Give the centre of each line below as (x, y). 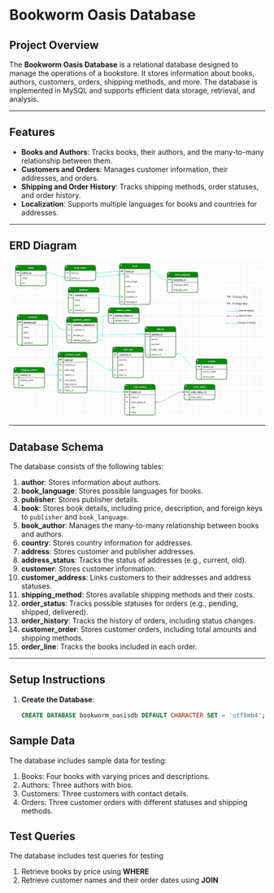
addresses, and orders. (60, 177)
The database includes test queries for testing (86, 856)
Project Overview (54, 45)
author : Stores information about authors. (91, 483)
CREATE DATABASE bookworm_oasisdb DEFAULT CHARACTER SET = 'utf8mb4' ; (143, 715)
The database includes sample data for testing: (88, 760)
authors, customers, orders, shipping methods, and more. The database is (134, 82)
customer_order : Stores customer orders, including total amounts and (139, 629)
